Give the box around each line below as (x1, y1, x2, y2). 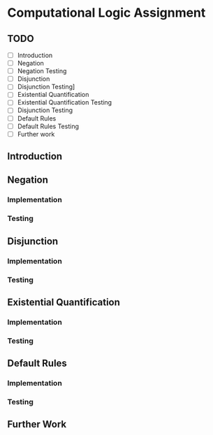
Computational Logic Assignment (7, 5, 206, 21)
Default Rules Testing (17, 122, 79, 130)
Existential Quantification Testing (17, 98, 112, 107)
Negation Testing (17, 67, 67, 75)
